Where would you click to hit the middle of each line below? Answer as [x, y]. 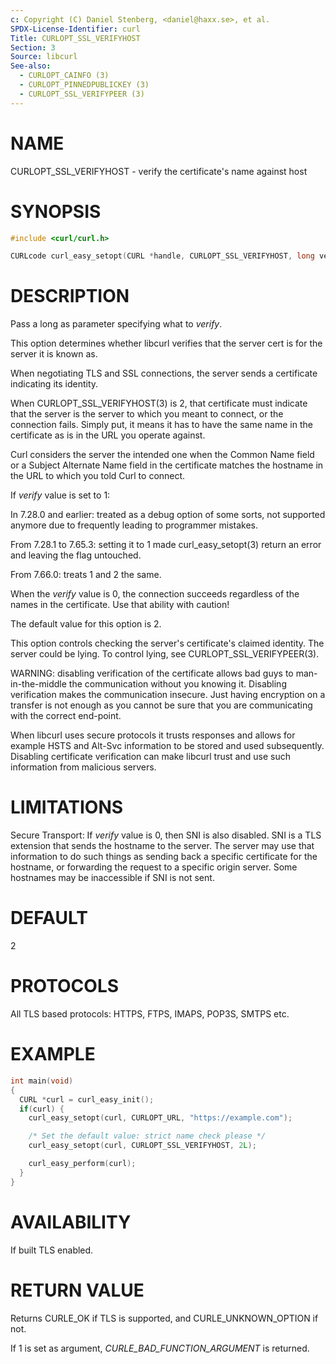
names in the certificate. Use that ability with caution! [120, 605]
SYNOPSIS [56, 211]
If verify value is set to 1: [60, 495]
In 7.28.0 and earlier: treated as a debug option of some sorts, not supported [168, 515]
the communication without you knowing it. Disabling [177, 684]
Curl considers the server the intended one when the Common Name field [162, 455]
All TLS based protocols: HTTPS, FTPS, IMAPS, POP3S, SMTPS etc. [150, 1014]
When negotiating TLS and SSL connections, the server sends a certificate [164, 373]
